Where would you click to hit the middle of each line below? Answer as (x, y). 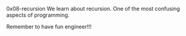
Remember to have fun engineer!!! (49, 27)
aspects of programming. (38, 15)
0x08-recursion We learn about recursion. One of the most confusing (93, 9)
